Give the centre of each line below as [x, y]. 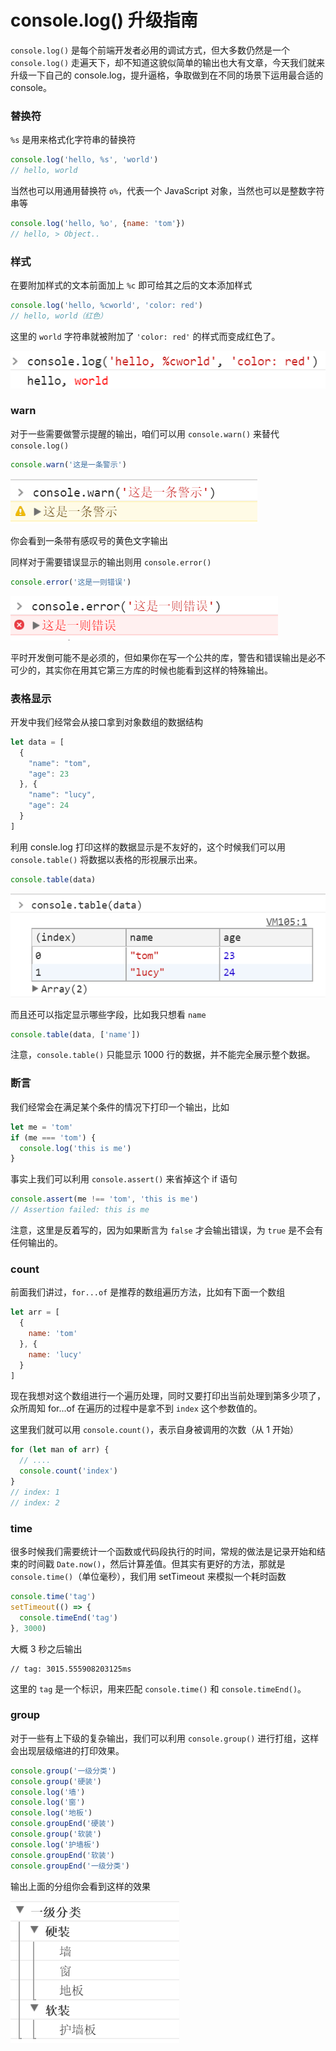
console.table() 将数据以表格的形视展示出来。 [106, 859]
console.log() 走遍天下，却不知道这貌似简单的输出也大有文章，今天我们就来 [168, 62]
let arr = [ [35, 1312]
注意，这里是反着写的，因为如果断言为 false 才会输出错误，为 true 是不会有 [167, 1230]
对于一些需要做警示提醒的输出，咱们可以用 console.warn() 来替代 [145, 433]
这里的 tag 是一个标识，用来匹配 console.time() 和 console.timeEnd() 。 [158, 1688]
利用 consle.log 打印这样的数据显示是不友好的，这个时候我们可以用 [148, 847]
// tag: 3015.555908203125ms [71, 1669]
